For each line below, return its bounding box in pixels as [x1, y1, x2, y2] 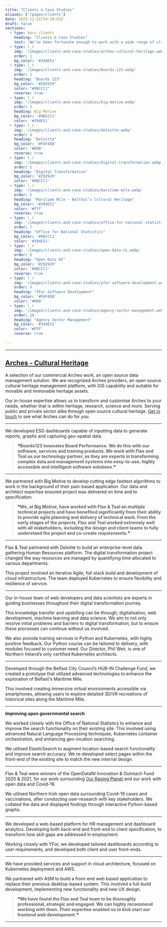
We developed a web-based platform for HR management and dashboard [5, 821, 156, 826]
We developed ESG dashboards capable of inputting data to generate [5, 427, 148, 433]
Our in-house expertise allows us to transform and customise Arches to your [5, 398, 162, 404]
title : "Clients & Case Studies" [5, 7, 75, 12]
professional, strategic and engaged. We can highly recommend [17, 901, 153, 907]
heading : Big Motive [14, 109, 57, 114]
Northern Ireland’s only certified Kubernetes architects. [5, 651, 118, 657]
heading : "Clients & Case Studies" [14, 35, 88, 40]
